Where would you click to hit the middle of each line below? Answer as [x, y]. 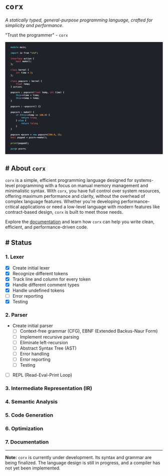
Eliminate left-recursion [44, 342]
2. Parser [16, 315]
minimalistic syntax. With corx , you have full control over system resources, [83, 191]
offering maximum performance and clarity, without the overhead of [75, 196]
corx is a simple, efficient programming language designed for [69, 180]
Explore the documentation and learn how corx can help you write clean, [80, 222]
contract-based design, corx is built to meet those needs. [64, 212]
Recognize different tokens [40, 273]
